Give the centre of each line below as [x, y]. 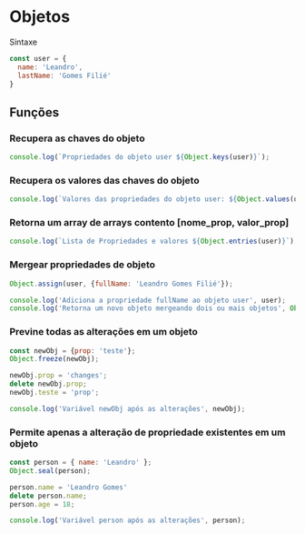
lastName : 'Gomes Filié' [64, 76]
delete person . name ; [49, 496]
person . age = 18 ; [42, 504]
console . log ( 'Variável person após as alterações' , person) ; [128, 520]
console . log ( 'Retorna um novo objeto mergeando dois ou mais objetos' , [148, 308]
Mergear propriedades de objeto [83, 265]
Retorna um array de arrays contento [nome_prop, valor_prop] [149, 223]
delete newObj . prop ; [49, 384]
